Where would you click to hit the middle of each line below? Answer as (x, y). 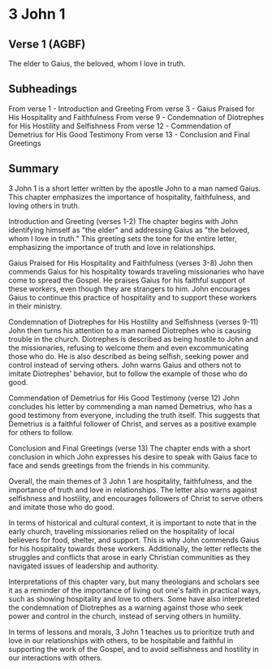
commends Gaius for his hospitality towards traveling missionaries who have (136, 271)
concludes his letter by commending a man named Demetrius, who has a (130, 406)
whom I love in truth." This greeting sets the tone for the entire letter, (123, 238)
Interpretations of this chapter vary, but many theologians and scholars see (134, 581)
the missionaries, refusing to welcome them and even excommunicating (129, 347)
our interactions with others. (56, 658)
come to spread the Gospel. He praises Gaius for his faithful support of (127, 280)
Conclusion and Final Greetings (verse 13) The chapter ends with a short (130, 448)
